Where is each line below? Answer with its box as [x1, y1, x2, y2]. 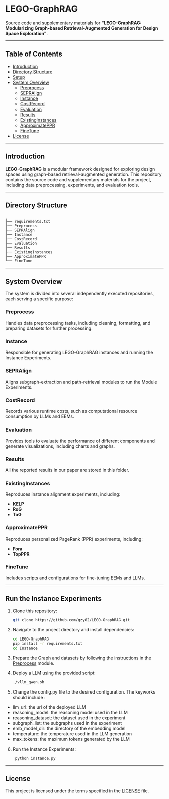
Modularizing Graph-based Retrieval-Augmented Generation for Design [5, 25, 158, 31]
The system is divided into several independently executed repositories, [5, 291, 154, 297]
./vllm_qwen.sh [12, 680, 45, 685]
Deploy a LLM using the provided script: [12, 670, 96, 676]
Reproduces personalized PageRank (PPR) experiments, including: [5, 536, 143, 542]
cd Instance [12, 646, 38, 651]
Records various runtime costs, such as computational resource [5, 408, 137, 414]
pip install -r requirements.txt [12, 641, 83, 646]
